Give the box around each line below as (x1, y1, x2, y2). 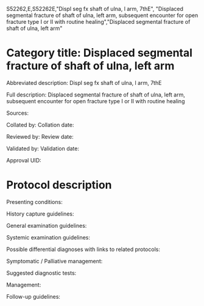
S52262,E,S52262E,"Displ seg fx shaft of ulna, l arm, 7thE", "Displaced (6, 5, 184, 12)
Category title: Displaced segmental (6, 46, 193, 60)
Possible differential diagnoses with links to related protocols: (6, 246, 160, 253)
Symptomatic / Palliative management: (6, 257, 103, 264)
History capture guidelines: (6, 210, 74, 217)
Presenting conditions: (6, 198, 63, 205)
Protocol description (6, 178, 112, 192)
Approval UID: (6, 156, 41, 164)
